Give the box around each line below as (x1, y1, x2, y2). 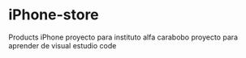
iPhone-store (8, 6, 99, 24)
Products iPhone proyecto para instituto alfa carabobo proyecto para (8, 32, 238, 42)
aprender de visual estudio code (8, 40, 117, 50)
